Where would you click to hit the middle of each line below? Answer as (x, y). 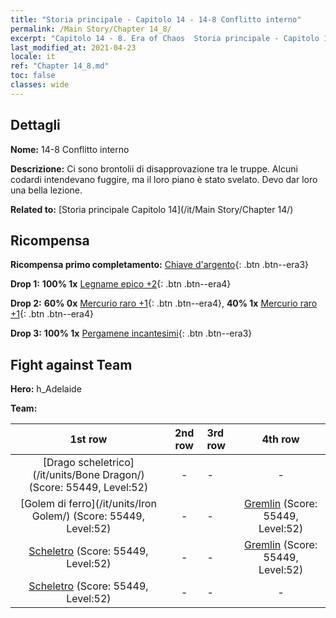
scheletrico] (106, 463)
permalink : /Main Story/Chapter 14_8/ (91, 29)
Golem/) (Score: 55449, (88, 516)
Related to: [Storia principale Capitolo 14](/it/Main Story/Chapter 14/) (152, 209)
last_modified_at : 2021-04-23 (73, 47)
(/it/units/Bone (66, 475)
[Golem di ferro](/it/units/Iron (88, 504)
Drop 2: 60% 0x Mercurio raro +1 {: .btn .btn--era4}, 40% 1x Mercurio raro (164, 303)
